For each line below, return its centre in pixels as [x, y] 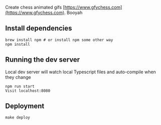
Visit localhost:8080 [28, 91]
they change [18, 77]
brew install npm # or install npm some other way [59, 40]
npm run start [20, 86]
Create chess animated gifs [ [35, 7]
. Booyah [73, 13]
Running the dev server [43, 60]
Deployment [25, 106]
